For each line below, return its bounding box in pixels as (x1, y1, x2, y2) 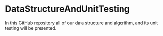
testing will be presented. (5, 25, 57, 31)
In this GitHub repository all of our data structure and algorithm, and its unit (5, 20, 158, 26)
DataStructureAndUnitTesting (5, 3, 130, 15)
